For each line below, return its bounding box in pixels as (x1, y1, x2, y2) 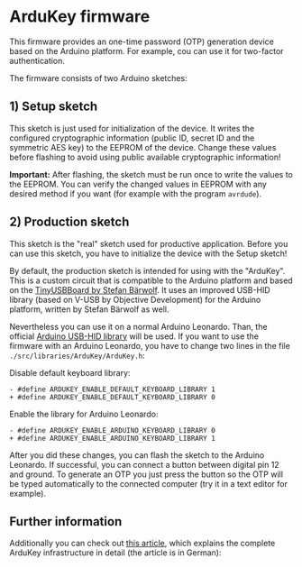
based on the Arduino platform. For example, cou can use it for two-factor (9, 45, 284, 56)
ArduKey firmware (9, 6, 151, 27)
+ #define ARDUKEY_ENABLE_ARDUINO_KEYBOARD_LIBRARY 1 (9, 434, 216, 443)
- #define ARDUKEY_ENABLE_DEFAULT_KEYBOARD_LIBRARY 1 (9, 385, 216, 394)
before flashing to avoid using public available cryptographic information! (9, 151, 281, 162)
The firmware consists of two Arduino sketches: (9, 72, 188, 83)
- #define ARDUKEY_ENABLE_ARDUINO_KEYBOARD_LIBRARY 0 (9, 425, 216, 434)
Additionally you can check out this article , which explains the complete (9, 538, 276, 549)
